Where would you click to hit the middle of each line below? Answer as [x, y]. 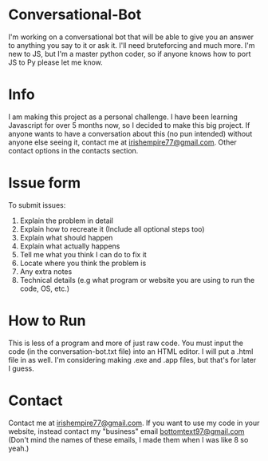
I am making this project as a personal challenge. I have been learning [123, 117]
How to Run [47, 320]
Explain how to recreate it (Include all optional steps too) [112, 229]
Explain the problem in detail [67, 221]
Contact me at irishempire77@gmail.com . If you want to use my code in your [134, 423]
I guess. [21, 368]
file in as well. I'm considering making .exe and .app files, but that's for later [132, 360]
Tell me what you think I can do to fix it [83, 254]
